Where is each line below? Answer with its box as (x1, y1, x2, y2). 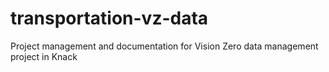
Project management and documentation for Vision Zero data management (10, 40, 319, 52)
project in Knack (10, 50, 78, 62)
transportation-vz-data (10, 7, 209, 30)
